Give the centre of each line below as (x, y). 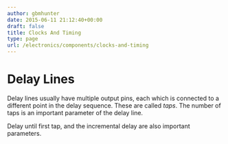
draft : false (26, 26)
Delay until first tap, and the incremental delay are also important (99, 126)
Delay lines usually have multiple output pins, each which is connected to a (113, 98)
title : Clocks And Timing (44, 33)
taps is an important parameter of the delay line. (75, 112)
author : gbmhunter (33, 13)
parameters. (24, 133)
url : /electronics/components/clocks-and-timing (78, 45)
